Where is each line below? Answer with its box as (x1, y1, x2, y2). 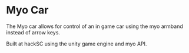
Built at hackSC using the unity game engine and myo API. (6, 40, 147, 47)
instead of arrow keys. (6, 29, 61, 36)
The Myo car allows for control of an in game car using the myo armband (6, 23, 184, 30)
